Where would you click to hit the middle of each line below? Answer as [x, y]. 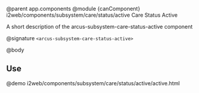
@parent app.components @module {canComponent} [73, 9]
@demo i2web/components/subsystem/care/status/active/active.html [93, 83]
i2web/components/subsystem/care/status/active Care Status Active [92, 15]
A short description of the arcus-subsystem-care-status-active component [99, 27]
